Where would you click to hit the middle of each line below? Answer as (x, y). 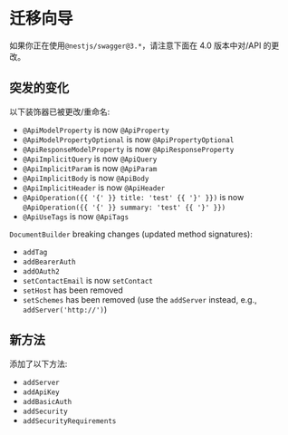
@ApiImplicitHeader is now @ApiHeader (94, 188)
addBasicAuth (47, 401)
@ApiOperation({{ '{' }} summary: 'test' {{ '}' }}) (124, 208)
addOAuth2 (41, 271)
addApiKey (41, 392)
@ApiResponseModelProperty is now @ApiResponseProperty (128, 149)
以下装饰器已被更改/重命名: (60, 111)
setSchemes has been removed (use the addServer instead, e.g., (140, 299)
